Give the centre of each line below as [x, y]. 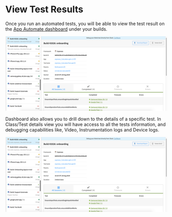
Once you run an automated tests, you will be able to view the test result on [85, 24]
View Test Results [44, 9]
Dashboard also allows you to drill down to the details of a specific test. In [83, 119]
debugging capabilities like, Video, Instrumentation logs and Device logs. [82, 130]
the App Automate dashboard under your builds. [56, 29]
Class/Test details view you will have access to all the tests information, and [85, 124]
